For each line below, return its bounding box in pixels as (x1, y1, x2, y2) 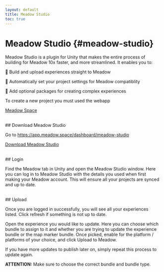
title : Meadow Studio (5, 12, 50, 17)
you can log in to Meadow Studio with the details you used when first (5, 171, 146, 177)
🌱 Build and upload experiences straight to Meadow (5, 69, 111, 75)
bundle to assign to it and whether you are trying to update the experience (5, 226, 157, 232)
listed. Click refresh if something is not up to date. (5, 212, 107, 218)
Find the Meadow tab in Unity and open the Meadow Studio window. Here (5, 166, 156, 172)
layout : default (5, 7, 39, 12)
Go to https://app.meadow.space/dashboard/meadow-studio (5, 132, 130, 138)
